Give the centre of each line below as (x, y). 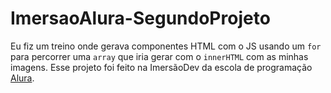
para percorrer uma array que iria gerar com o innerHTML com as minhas (159, 56)
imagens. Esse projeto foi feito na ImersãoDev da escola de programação (161, 67)
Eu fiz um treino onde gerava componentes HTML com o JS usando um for (166, 46)
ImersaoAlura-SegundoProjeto (140, 18)
